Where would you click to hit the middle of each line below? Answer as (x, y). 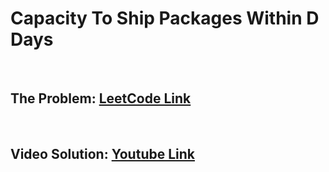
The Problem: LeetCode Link (101, 98)
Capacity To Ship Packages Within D (165, 18)
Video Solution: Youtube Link (102, 154)
